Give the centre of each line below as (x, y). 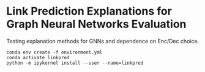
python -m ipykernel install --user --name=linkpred (75, 63)
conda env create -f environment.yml (54, 52)
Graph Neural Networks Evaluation (96, 24)
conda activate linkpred (38, 57)
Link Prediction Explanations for (89, 11)
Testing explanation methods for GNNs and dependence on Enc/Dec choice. (103, 41)
